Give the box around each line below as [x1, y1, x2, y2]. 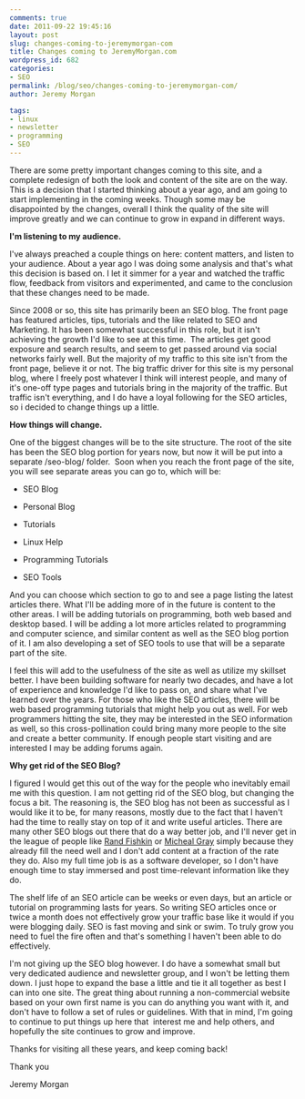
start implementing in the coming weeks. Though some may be [9, 193, 246, 205]
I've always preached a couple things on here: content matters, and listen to [9, 248, 294, 259]
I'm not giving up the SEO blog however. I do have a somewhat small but [9, 958, 280, 969]
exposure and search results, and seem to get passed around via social [9, 343, 278, 354]
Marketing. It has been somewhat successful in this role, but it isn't [9, 324, 261, 335]
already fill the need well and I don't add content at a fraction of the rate [9, 845, 280, 856]
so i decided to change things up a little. [9, 402, 159, 412]
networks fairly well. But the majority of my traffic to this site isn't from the [9, 352, 289, 364]
